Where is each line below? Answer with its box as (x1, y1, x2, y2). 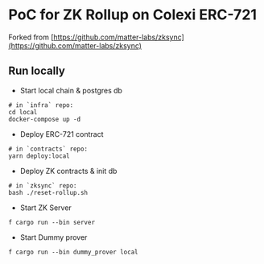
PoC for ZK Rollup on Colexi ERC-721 (8, 6, 258, 24)
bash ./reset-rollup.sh (8, 188, 89, 196)
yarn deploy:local (8, 151, 70, 160)
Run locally (8, 64, 66, 78)
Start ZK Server (19, 203, 72, 212)
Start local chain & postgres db (19, 85, 123, 95)
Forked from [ (8, 32, 54, 42)
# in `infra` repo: (8, 101, 74, 109)
